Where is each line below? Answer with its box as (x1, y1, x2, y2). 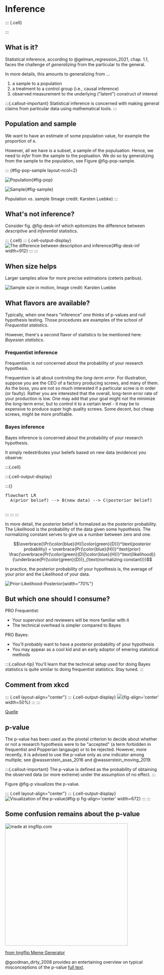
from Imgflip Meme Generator (5, 950, 65, 955)
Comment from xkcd (5, 680, 69, 689)
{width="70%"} (62, 580, 94, 586)
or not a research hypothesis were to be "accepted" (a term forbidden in (5, 742, 151, 747)
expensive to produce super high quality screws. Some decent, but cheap (5, 406, 154, 412)
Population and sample (5, 120, 77, 128)
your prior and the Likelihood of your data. (5, 571, 91, 577)
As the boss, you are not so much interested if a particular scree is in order (5, 385, 156, 391)
